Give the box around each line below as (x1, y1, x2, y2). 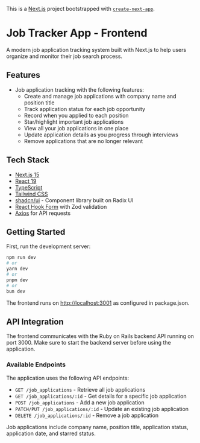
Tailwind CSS (14, 190, 48, 197)
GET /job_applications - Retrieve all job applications (14, 386, 146, 393)
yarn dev (6, 266, 28, 272)
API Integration (6, 316, 64, 327)
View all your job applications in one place (23, 124, 129, 132)
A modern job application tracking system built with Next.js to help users (6, 46, 187, 53)
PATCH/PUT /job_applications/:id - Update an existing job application (14, 405, 189, 412)
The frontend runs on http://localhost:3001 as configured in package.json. (6, 299, 190, 307)
